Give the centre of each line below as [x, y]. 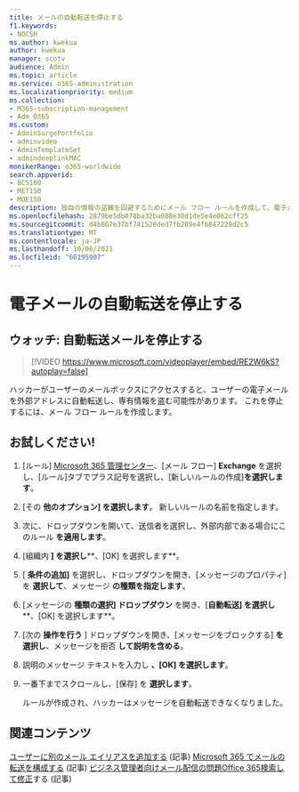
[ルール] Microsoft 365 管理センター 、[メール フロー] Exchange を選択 [152, 465]
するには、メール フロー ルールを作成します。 [93, 412]
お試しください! [53, 443]
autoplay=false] [60, 371]
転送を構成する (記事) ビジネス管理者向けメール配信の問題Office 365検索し [147, 767]
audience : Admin [39, 68]
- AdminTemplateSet [45, 150]
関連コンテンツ [50, 734]
